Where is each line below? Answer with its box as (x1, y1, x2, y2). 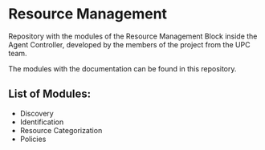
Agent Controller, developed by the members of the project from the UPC (8, 39, 251, 49)
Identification (19, 117, 64, 127)
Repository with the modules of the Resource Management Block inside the (8, 31, 258, 41)
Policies (19, 134, 47, 144)
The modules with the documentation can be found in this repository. (8, 63, 237, 73)
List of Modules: (8, 87, 91, 101)
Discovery (19, 108, 54, 118)
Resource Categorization (19, 125, 103, 135)
